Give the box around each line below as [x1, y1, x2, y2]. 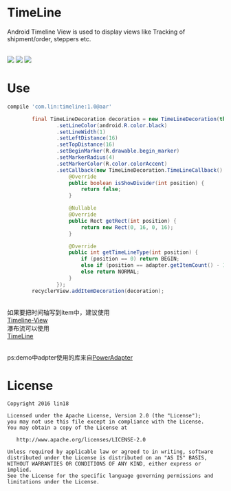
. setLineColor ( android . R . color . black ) [56, 122, 168, 129]
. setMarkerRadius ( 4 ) [56, 154, 115, 161]
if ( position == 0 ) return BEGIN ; [80, 256, 180, 263]
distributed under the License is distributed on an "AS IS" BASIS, [7, 455, 208, 461]
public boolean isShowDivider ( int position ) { [68, 179, 205, 186]
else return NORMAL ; [80, 268, 140, 275]
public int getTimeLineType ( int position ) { [68, 249, 198, 256]
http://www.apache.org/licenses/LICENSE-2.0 [16, 437, 146, 444]
